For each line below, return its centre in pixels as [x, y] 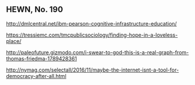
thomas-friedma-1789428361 [42, 58]
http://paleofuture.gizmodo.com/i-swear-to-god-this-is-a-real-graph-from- [97, 52]
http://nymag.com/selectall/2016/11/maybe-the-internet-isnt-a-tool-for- [93, 70]
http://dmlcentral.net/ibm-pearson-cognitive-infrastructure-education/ [92, 23]
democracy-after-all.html [36, 76]
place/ [14, 41]
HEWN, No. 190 [35, 10]
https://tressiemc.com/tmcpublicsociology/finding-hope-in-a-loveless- [92, 35]
